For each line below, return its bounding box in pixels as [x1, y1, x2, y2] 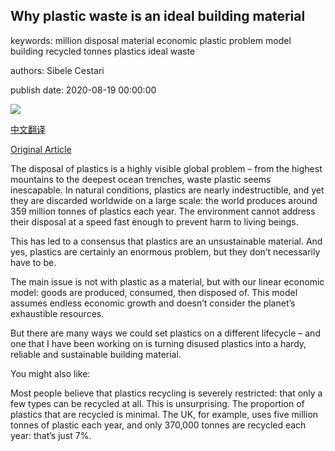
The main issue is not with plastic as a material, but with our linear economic [10, 275, 325, 288]
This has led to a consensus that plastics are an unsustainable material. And [10, 235, 323, 247]
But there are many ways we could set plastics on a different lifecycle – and [10, 327, 321, 339]
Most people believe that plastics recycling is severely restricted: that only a [10, 387, 323, 399]
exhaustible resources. [10, 307, 105, 319]
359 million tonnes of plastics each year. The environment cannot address [10, 205, 316, 217]
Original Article [10, 143, 72, 155]
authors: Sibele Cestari [10, 64, 105, 76]
